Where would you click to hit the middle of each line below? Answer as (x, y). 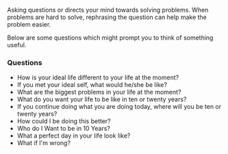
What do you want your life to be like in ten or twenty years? (102, 99)
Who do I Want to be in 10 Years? (64, 129)
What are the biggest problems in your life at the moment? (99, 92)
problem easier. (29, 24)
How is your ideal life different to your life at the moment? (98, 77)
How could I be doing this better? (64, 121)
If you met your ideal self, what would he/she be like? (92, 85)
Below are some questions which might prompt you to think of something (110, 38)
